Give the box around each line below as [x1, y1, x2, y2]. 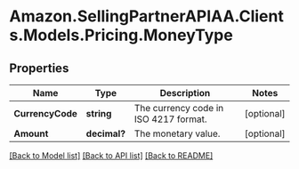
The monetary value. [133, 127, 221, 140]
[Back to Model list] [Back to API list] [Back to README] [9, 150, 214, 161]
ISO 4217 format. [133, 113, 207, 125]
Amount [13, 127, 49, 140]
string [85, 108, 112, 119]
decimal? [85, 127, 126, 140]
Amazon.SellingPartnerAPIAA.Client [9, 6, 285, 27]
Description [159, 87, 211, 99]
